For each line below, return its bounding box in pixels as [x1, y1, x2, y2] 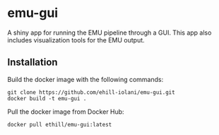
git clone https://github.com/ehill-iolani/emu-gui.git [7, 88, 175, 96]
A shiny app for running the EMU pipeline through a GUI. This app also [7, 28, 212, 37]
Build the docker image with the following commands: [7, 75, 164, 83]
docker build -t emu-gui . [7, 95, 87, 102]
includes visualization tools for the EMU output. [7, 35, 145, 44]
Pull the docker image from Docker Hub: [7, 107, 125, 116]
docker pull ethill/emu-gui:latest [7, 121, 112, 128]
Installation [7, 57, 58, 69]
